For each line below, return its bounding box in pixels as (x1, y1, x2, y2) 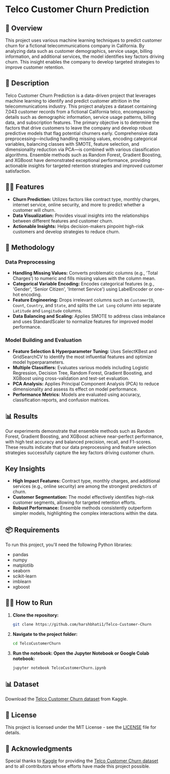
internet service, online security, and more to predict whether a (12, 202, 145, 208)
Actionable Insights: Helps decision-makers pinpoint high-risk (12, 223, 144, 229)
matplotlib (12, 562, 34, 568)
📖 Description (5, 79, 49, 87)
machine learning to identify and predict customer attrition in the (5, 98, 140, 104)
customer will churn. (12, 207, 56, 213)
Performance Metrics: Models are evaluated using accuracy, (12, 391, 141, 397)
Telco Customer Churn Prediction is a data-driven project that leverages (5, 92, 156, 99)
